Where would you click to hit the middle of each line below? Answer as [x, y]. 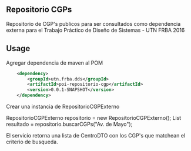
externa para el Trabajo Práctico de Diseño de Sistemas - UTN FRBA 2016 [95, 30]
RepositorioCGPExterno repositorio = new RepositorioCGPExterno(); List [94, 118]
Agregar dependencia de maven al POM [55, 63]
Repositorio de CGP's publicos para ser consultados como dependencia [93, 24]
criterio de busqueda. [32, 142]
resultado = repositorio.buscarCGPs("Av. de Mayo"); [69, 124]
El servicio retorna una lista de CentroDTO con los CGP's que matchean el [96, 135]
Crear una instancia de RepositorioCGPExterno [63, 106]
